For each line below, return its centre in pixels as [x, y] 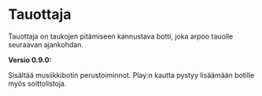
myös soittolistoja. [37, 83]
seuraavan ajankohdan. [46, 44]
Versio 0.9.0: [30, 60]
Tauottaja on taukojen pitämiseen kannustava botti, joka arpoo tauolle [121, 36]
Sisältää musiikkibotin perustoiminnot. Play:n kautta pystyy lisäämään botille [131, 75]
